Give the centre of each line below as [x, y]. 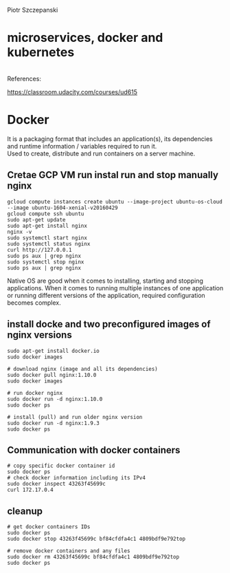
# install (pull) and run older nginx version [75, 417]
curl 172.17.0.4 [30, 490]
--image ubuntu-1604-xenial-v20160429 [62, 208]
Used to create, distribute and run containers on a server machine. [101, 153]
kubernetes [41, 53]
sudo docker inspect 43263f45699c [57, 484]
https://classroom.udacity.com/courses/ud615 [72, 91]
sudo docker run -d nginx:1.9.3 [53, 423]
